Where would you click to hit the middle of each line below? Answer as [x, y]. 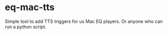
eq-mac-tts [30, 7]
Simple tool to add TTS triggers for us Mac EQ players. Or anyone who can [84, 21]
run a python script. [26, 26]
